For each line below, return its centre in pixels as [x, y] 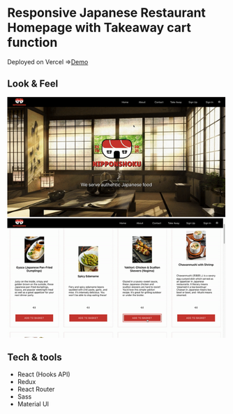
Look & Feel [33, 84]
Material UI [33, 404]
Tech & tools [35, 357]
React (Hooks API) [44, 374]
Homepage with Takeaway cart [99, 28]
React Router [36, 389]
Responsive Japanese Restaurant [106, 13]
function [32, 43]
